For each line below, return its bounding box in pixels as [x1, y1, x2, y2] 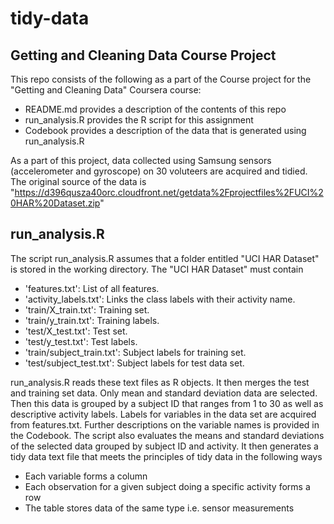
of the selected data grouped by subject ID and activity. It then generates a [10, 440, 319, 452]
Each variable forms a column [24, 470, 148, 482]
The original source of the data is [10, 176, 147, 187]
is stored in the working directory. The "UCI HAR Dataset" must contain [10, 263, 304, 275]
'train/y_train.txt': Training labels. [24, 314, 160, 326]
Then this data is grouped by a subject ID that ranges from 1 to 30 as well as [10, 397, 324, 409]
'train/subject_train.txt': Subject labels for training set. [24, 346, 247, 358]
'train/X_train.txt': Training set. [24, 303, 150, 316]
